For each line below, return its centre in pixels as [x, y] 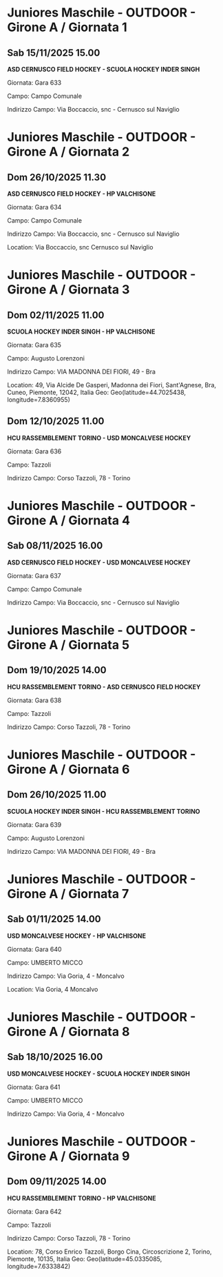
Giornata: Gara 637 [34, 575]
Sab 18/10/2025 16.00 [55, 1057]
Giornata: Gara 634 [34, 207]
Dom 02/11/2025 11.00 [56, 315]
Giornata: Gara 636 [34, 451]
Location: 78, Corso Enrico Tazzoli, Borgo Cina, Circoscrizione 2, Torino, [109, 1252]
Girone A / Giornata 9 [68, 1156]
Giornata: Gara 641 [34, 1087]
